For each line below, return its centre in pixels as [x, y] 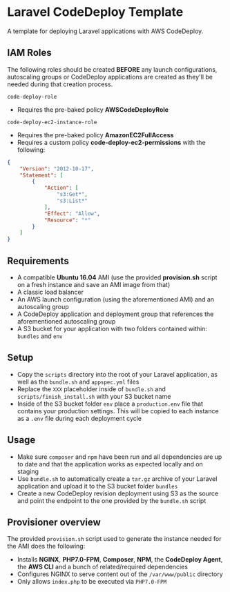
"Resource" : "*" [67, 220]
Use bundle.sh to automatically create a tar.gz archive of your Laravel [117, 478]
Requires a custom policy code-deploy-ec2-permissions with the [111, 142]
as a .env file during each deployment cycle [79, 418]
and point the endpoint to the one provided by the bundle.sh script [112, 500]
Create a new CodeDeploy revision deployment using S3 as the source [118, 493]
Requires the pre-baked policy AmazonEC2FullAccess [95, 135]
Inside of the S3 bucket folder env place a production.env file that [110, 404]
